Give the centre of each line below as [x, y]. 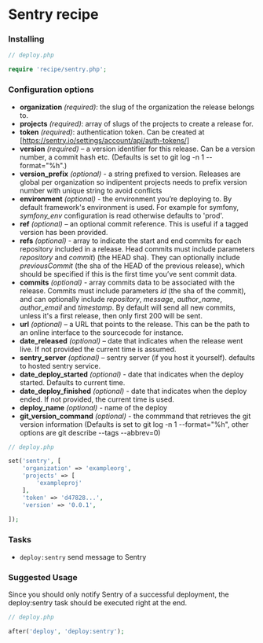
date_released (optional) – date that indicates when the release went [131, 340]
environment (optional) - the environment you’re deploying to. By [126, 199]
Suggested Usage [43, 577]
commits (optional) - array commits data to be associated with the [127, 282]
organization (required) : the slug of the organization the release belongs [137, 107]
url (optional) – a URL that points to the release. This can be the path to [134, 324]
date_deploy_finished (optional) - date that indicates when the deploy [133, 391]
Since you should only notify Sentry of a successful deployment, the [119, 594]
